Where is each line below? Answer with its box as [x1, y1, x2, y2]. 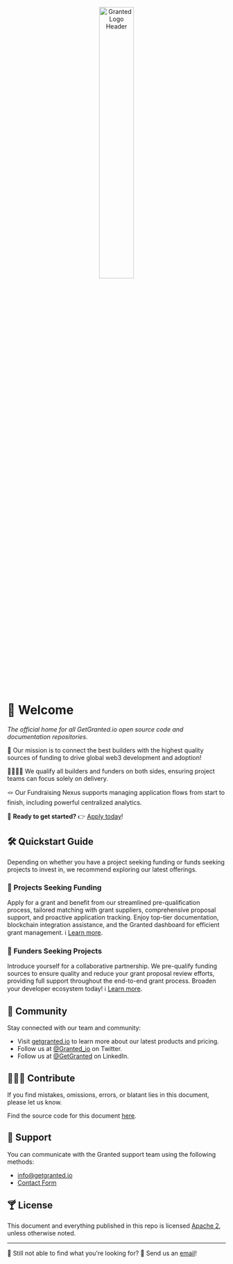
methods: [7, 1158, 35, 1166]
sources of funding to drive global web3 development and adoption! [7, 753, 202, 761]
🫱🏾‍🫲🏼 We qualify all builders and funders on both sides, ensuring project [7, 766, 215, 775]
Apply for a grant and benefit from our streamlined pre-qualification [7, 899, 200, 907]
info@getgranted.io [17, 1171, 73, 1179]
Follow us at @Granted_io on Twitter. [17, 1045, 123, 1053]
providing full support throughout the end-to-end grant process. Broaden [7, 977, 216, 985]
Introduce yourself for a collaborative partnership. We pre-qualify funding [7, 962, 217, 970]
